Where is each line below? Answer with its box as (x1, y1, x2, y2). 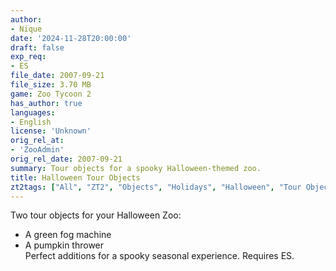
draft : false (10, 42, 65, 53)
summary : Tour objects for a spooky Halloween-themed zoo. (10, 163, 262, 173)
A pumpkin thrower (24, 239, 105, 251)
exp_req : (10, 52, 47, 62)
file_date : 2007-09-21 (10, 71, 105, 81)
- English (10, 117, 52, 127)
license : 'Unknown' (10, 126, 92, 136)
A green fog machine (24, 229, 112, 241)
